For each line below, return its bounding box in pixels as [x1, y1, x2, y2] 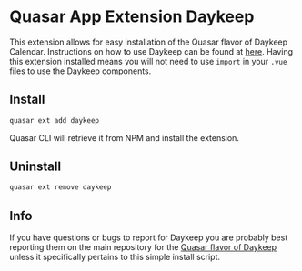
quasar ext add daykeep [9, 115, 100, 125]
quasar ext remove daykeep [9, 183, 112, 192]
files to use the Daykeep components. [9, 65, 152, 76]
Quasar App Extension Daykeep [9, 6, 255, 27]
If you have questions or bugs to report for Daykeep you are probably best [9, 232, 288, 243]
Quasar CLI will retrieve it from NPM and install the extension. [9, 132, 239, 143]
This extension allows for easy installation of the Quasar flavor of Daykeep [9, 36, 288, 47]
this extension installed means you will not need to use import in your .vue [9, 55, 287, 66]
